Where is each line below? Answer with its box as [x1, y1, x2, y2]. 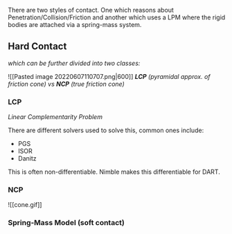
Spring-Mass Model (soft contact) [8, 218, 125, 228]
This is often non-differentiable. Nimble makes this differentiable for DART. [8, 168, 220, 176]
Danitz [17, 154, 37, 163]
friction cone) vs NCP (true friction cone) [8, 80, 125, 88]
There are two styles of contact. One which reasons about [8, 6, 174, 14]
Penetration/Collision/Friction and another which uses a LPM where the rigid [8, 13, 226, 21]
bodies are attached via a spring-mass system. [8, 21, 142, 28]
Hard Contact [8, 41, 67, 53]
